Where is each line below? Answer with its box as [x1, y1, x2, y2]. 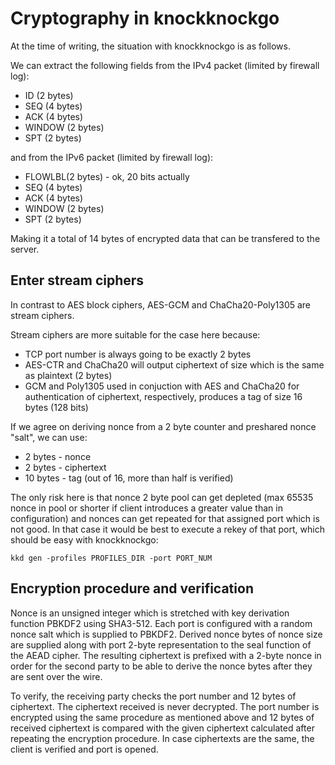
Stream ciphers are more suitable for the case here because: [10, 328, 261, 341]
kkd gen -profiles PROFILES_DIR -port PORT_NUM [10, 553, 213, 563]
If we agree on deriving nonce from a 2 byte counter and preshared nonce [10, 420, 317, 432]
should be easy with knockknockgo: [10, 533, 159, 546]
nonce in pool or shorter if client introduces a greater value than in [10, 502, 283, 514]
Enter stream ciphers [10, 272, 145, 289]
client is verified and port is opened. [10, 743, 159, 755]
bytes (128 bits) [24, 401, 89, 413]
